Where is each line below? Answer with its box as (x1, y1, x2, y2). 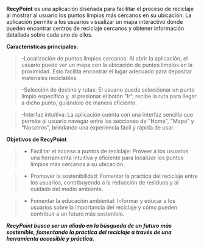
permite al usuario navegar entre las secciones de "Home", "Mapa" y (21, 117, 194, 125)
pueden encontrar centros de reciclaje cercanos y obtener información (6, 24, 185, 32)
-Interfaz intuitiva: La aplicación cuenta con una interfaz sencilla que (21, 111, 194, 118)
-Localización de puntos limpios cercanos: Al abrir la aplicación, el (21, 55, 188, 62)
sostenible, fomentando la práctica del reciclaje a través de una (6, 228, 172, 236)
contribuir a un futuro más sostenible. (30, 210, 125, 217)
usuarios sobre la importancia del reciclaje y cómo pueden (30, 204, 178, 211)
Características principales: (6, 43, 79, 50)
